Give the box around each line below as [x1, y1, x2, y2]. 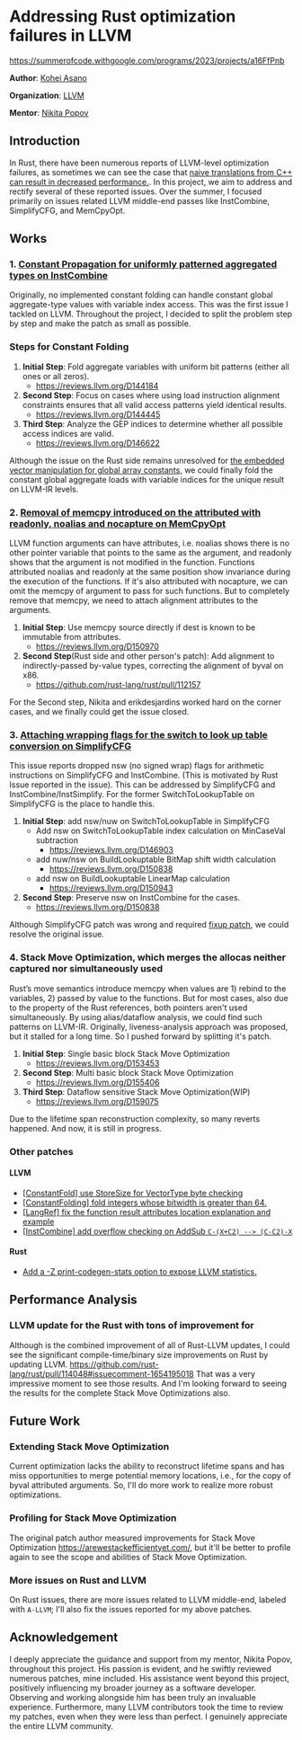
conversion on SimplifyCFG [9, 740, 132, 752]
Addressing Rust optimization [9, 6, 236, 27]
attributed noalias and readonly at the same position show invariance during [9, 566, 290, 577]
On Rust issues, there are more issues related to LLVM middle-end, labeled [9, 1594, 287, 1605]
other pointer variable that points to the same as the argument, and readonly [9, 547, 292, 558]
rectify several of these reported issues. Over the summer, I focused [9, 186, 262, 197]
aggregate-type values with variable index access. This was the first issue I [9, 299, 289, 310]
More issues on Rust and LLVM [9, 1574, 147, 1586]
